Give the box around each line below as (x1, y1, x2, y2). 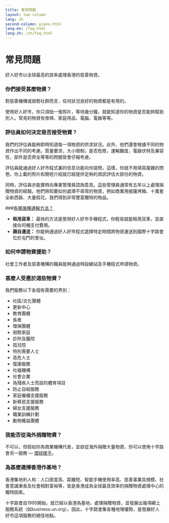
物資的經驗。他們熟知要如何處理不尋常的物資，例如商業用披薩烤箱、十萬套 (9, 188, 164, 194)
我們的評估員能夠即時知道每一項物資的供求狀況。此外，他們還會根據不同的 (5, 141, 159, 147)
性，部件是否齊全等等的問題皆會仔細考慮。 (5, 154, 94, 160)
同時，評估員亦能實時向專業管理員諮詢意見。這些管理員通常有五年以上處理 (5, 182, 159, 188)
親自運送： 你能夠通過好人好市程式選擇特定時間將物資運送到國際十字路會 (12, 228, 164, 235)
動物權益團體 (12, 418, 39, 424)
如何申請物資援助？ (5, 248, 52, 255)
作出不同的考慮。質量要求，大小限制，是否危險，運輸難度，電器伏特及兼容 (9, 147, 164, 154)
